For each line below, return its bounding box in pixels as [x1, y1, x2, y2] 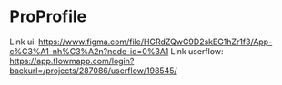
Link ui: [9, 36, 36, 47]
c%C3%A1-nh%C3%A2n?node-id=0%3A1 [9, 45, 169, 56]
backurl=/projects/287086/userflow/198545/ [9, 65, 177, 76]
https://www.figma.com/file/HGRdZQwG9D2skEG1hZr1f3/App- [37, 36, 273, 47]
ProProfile [9, 6, 87, 27]
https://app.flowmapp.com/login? [9, 55, 135, 66]
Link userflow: [170, 45, 225, 56]
